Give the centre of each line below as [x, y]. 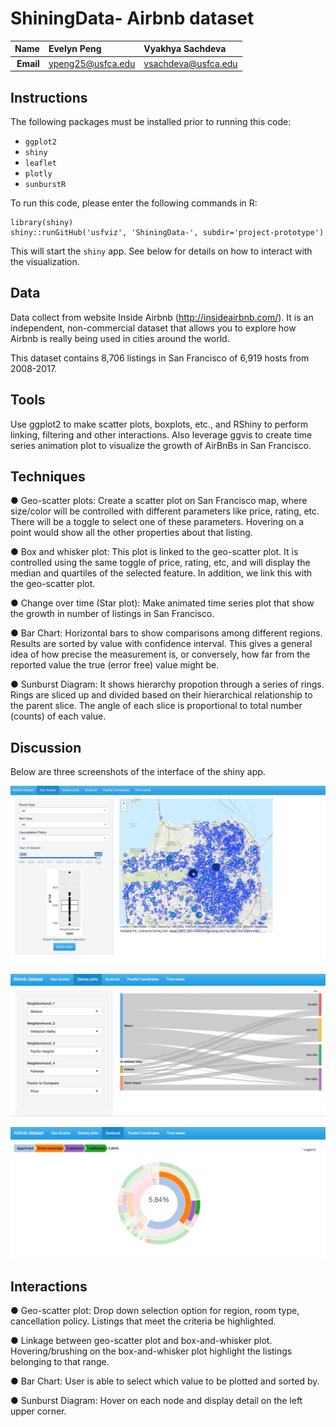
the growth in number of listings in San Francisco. [112, 614]
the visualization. [45, 261]
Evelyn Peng [75, 49]
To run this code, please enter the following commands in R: [134, 203]
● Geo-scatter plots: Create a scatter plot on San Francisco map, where [159, 501]
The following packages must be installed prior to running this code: [151, 121]
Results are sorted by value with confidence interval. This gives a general [161, 644]
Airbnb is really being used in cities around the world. [120, 338]
